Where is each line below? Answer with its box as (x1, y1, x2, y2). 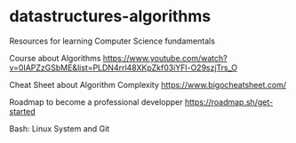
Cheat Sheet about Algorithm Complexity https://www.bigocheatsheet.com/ (9, 79, 287, 90)
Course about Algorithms (9, 52, 101, 63)
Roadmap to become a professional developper (9, 96, 184, 107)
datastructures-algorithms (9, 6, 212, 27)
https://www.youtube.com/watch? (102, 52, 228, 63)
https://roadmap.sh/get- (184, 96, 274, 107)
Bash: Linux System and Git (9, 123, 110, 134)
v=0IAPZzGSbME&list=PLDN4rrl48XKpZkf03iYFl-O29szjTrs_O (9, 62, 238, 73)
